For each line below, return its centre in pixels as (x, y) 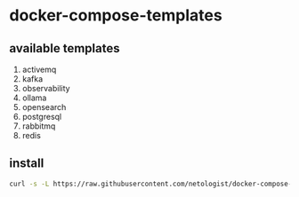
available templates (65, 48)
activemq (39, 69)
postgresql (42, 117)
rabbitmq (39, 126)
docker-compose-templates (116, 16)
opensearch (44, 107)
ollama (34, 98)
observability (46, 88)
